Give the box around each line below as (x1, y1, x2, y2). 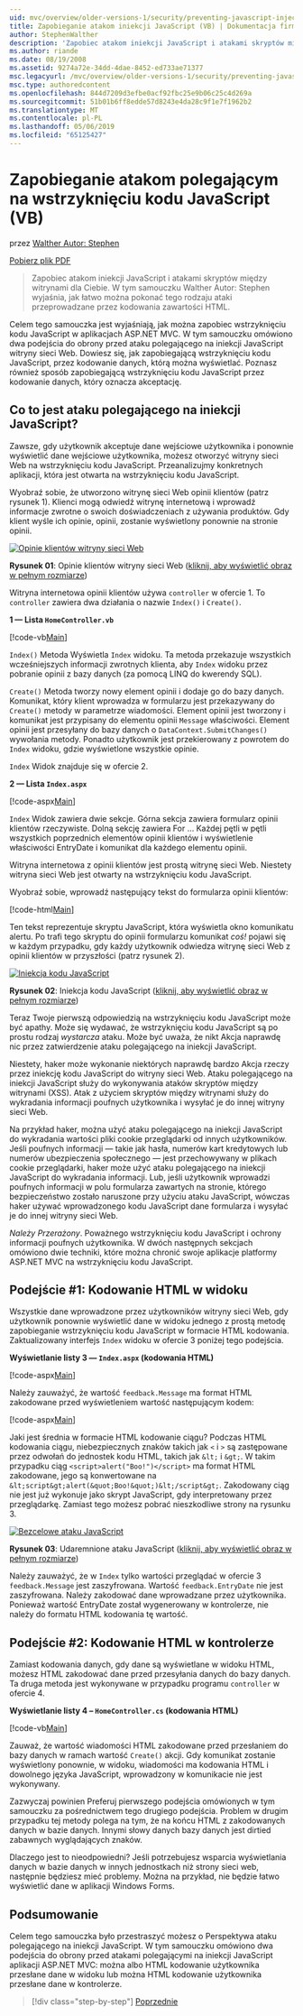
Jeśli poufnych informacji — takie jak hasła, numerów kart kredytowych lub (9, 1143, 289, 1154)
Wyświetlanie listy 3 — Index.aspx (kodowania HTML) (9, 1352, 215, 1363)
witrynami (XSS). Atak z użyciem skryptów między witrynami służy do (9, 1087, 269, 1098)
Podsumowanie (9, 1907, 99, 1922)
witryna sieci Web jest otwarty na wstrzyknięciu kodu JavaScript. (9, 869, 252, 879)
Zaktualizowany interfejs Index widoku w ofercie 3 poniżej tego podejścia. (9, 1335, 284, 1346)
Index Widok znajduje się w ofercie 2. (9, 760, 149, 771)
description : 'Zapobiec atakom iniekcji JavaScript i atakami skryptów (9, 38, 284, 48)
